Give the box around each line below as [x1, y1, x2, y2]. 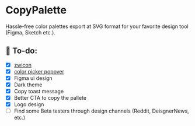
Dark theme [13, 81, 43, 88]
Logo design [13, 101, 44, 108]
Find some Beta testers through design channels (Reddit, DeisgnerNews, [13, 107, 189, 114]
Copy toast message [13, 88, 64, 94]
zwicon [13, 61, 32, 68]
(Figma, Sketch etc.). [5, 29, 56, 36]
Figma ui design [13, 74, 53, 82]
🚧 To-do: [5, 46, 37, 56]
